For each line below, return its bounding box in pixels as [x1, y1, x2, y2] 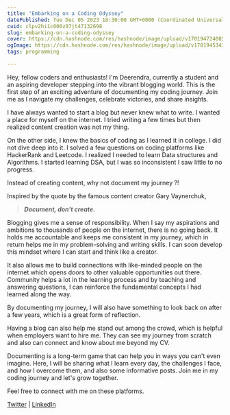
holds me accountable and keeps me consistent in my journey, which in [7, 233, 209, 241]
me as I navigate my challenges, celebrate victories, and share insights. [7, 95, 209, 103]
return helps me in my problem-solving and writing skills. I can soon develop [7, 240, 222, 248]
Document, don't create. [23, 205, 96, 213]
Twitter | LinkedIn [7, 400, 56, 408]
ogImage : [7, 42, 32, 49]
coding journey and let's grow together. [7, 373, 118, 381]
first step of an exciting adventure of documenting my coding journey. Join [7, 87, 218, 96]
